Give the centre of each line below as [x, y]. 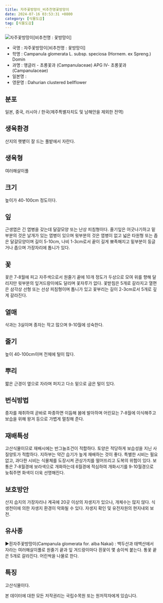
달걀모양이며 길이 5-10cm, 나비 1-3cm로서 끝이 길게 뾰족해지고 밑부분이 [78, 241]
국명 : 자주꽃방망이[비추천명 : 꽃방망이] [49, 48]
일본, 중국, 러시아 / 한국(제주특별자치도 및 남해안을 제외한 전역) [64, 112]
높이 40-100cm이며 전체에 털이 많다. [40, 354]
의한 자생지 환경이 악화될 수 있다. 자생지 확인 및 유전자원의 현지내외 [85, 508]
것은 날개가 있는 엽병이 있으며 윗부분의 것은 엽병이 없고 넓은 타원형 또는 [85, 236]
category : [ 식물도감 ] [25, 18]
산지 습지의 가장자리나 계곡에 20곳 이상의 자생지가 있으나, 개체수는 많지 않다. [78, 502]
